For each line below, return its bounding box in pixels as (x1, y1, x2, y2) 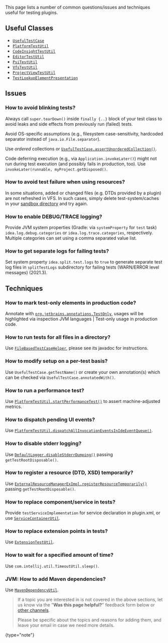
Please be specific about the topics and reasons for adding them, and (17, 617, 161, 623)
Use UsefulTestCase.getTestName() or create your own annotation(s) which (5, 369, 160, 375)
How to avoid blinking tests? (5, 104, 76, 111)
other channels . (17, 607, 50, 613)
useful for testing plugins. (5, 10, 58, 16)
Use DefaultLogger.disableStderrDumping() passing (5, 451, 113, 458)
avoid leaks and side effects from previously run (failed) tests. (5, 121, 133, 127)
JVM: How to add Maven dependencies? (5, 575, 106, 582)
